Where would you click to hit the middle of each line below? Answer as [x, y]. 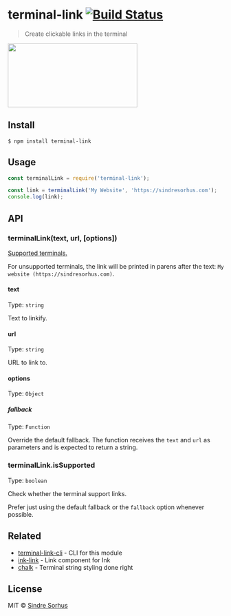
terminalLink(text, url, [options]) [63, 238]
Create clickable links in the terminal [76, 34]
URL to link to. [27, 362]
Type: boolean [27, 480]
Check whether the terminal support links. [67, 493]
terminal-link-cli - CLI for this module [70, 553]
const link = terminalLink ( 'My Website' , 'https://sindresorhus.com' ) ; [112, 191]
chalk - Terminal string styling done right [75, 567]
